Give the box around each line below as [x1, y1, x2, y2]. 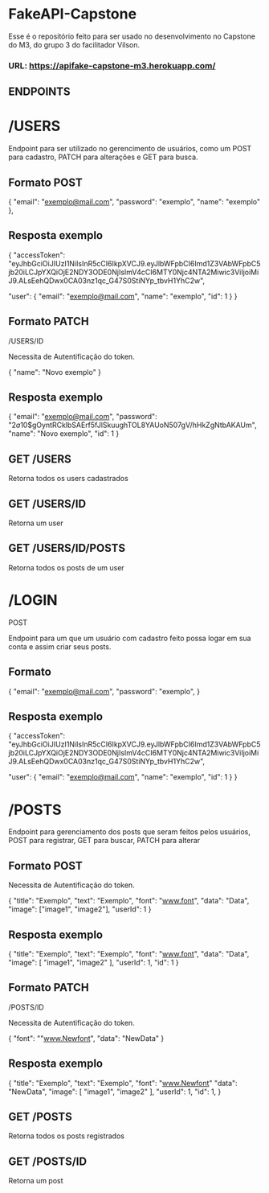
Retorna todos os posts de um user [8, 562, 124, 572]
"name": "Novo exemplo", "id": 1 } [8, 429, 120, 438]
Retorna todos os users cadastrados [8, 474, 128, 483]
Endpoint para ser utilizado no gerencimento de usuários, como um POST [8, 144, 252, 154]
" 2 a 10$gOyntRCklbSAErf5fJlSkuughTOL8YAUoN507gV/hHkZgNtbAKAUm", [8, 420, 257, 430]
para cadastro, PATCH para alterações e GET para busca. [8, 152, 198, 162]
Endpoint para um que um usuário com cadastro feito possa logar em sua [8, 633, 251, 643]
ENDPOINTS [8, 85, 71, 99]
